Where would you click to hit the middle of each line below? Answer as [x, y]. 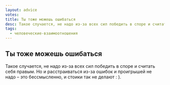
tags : [11, 29]
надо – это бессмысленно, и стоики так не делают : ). [63, 77]
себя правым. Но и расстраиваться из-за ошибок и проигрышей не [79, 71]
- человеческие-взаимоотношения [44, 33]
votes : [12, 15]
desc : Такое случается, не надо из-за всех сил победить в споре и [78, 24]
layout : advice [21, 10]
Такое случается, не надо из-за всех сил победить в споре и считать [80, 66]
